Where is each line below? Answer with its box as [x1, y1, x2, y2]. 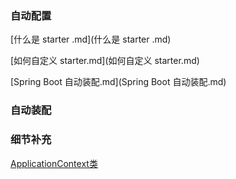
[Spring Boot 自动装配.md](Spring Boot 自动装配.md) [10, 76, 227, 88]
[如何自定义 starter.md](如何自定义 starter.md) [10, 55, 200, 67]
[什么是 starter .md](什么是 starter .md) [10, 33, 172, 46]
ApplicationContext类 [10, 157, 98, 169]
